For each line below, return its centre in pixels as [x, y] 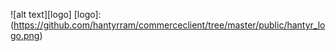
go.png [25, 35]
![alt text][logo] [41, 14]
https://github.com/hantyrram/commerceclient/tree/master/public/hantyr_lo [169, 25]
